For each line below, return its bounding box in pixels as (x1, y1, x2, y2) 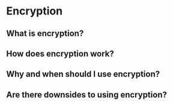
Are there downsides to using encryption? (6, 89, 167, 100)
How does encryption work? (6, 48, 114, 58)
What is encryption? (6, 28, 84, 39)
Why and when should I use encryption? (6, 69, 160, 79)
